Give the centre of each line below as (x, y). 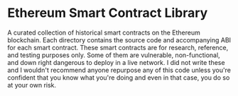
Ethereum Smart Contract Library (108, 13)
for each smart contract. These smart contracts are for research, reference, (118, 47)
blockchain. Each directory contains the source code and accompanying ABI (119, 40)
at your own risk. (32, 85)
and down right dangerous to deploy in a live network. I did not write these (116, 62)
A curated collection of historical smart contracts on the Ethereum (104, 32)
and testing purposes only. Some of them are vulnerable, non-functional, (114, 55)
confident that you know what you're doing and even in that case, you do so (119, 77)
